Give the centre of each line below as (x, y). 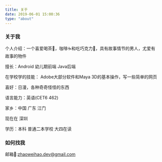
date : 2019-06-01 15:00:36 (32, 14)
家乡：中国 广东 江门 (26, 108)
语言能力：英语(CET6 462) (32, 97)
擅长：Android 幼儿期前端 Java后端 (40, 66)
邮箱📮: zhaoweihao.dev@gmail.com (40, 154)
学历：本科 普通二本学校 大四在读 (38, 129)
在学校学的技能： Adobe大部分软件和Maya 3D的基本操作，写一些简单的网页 (81, 77)
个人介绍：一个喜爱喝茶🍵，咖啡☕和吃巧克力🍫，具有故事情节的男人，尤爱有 (80, 48)
